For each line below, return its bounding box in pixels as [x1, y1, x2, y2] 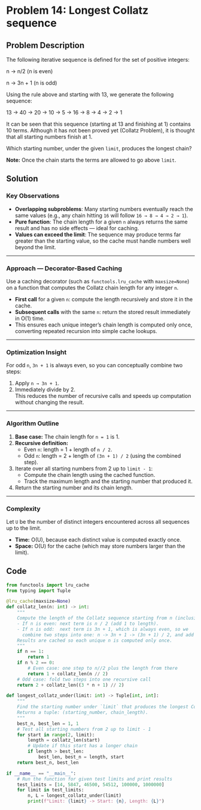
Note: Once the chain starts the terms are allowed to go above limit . [6, 156, 176, 164]
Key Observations [6, 192, 60, 200]
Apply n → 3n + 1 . [14, 380, 60, 387]
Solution [6, 174, 38, 184]
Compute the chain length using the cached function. [23, 471, 156, 478]
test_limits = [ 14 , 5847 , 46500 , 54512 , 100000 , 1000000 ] [17, 781, 165, 788]
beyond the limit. [14, 243, 57, 250]
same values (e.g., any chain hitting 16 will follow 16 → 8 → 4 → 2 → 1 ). [14, 211, 188, 219]
